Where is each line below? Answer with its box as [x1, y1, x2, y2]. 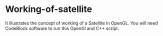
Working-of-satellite [5, 3, 92, 15]
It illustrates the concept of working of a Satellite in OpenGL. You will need [5, 20, 158, 26]
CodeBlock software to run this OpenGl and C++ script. [5, 25, 119, 31]
